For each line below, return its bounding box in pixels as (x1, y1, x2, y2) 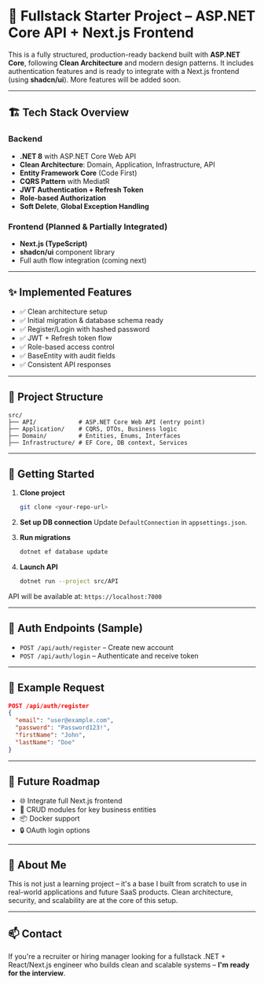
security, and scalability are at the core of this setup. (8, 896, 178, 905)
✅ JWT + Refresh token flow (19, 333, 112, 343)
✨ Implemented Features (8, 286, 132, 299)
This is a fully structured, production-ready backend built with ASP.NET (8, 50, 241, 59)
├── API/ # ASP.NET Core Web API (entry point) (8, 418, 206, 426)
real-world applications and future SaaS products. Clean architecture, (8, 887, 233, 897)
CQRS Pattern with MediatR (19, 176, 110, 185)
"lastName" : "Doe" (15, 738, 76, 746)
